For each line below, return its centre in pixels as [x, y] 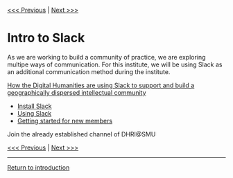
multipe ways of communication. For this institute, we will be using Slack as [115, 64]
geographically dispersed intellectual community [77, 92]
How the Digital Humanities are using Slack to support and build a [101, 85]
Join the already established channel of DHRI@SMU [81, 134]
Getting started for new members [65, 121]
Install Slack [34, 106]
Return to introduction [38, 167]
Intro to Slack [46, 38]
